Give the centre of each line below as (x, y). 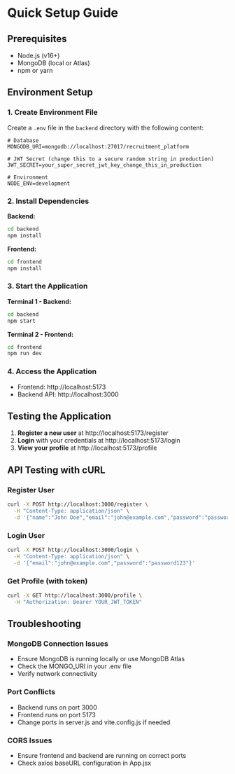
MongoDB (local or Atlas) (54, 63)
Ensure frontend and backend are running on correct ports (102, 755)
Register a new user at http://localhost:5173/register (93, 433)
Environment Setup (50, 92)
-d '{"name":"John (41, 517)
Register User (31, 490)
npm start (22, 321)
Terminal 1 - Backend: (40, 301)
